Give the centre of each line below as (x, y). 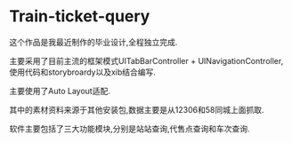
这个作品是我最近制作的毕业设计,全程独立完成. (93, 42)
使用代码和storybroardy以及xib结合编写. (82, 72)
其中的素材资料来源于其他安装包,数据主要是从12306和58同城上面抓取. (137, 109)
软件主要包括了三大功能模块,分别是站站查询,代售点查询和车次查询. (130, 128)
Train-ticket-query (80, 16)
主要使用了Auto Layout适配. (60, 91)
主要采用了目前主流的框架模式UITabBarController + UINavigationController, (146, 60)
